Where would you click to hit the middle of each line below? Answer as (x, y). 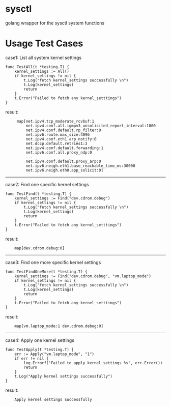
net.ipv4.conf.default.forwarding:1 (64, 148)
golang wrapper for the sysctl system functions (55, 23)
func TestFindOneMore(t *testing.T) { (46, 272)
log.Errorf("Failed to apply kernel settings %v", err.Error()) (93, 363)
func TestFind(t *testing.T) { (38, 194)
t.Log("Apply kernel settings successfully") (64, 376)
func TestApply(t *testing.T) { (39, 350)
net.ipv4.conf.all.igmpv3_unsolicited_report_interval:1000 (91, 126)
